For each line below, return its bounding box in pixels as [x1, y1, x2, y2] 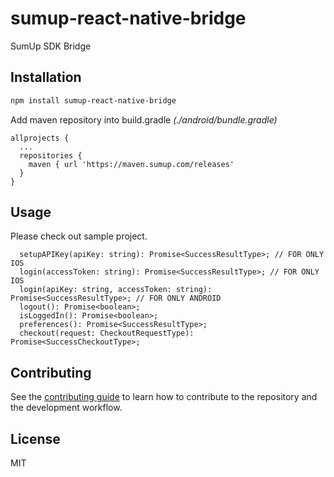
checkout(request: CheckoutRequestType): [19, 328, 195, 339]
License [10, 430, 61, 447]
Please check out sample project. [10, 230, 148, 242]
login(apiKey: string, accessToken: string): [19, 285, 213, 295]
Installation [10, 69, 82, 86]
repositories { [19, 150, 83, 161]
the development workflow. [10, 402, 123, 414]
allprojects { [10, 133, 70, 143]
